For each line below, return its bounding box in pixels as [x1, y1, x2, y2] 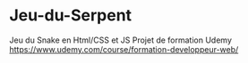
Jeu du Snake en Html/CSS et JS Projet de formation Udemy [9, 35, 233, 45]
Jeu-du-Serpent [9, 5, 133, 26]
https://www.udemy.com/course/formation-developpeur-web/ [9, 43, 239, 54]
